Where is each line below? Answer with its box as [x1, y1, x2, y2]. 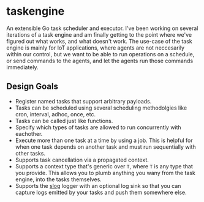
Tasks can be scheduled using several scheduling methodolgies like [15, 104, 187, 111]
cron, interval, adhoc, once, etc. [15, 110, 96, 118]
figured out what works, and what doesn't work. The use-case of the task [6, 37, 192, 45]
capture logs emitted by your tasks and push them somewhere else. [15, 189, 187, 196]
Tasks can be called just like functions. [15, 117, 113, 124]
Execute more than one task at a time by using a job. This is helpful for [15, 137, 193, 144]
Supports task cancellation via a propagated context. [15, 156, 149, 163]
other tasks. [15, 149, 46, 157]
